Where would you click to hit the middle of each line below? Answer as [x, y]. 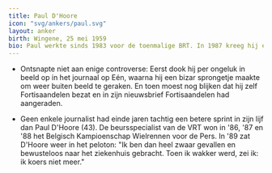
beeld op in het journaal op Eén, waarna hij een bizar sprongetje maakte [140, 78]
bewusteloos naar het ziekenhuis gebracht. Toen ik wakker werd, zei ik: [139, 154]
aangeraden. [41, 103]
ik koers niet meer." [52, 162]
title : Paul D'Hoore [43, 16]
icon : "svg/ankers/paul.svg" [57, 23]
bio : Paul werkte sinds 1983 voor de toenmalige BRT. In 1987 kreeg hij [134, 46]
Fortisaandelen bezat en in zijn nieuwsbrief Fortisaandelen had [125, 95]
